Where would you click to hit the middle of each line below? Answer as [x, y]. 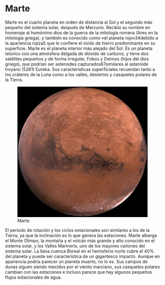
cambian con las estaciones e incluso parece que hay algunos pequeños [79, 272]
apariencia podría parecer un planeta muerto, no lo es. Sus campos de [77, 261]
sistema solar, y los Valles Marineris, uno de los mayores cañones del [75, 246]
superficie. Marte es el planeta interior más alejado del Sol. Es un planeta [79, 48]
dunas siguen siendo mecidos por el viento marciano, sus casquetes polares [82, 267]
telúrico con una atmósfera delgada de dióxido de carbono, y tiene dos [77, 53]
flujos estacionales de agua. [34, 277]
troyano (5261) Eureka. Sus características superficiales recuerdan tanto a [80, 69]
